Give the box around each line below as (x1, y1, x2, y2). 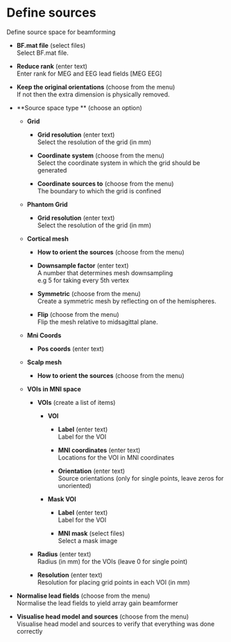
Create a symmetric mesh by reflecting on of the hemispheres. (37, 297, 216, 305)
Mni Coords (26, 331, 62, 339)
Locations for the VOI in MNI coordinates (58, 453, 175, 462)
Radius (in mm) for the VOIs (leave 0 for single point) (37, 557, 188, 566)
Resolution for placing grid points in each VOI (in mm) (37, 578, 190, 587)
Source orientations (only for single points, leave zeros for (58, 474, 224, 483)
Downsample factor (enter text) (37, 261, 129, 270)
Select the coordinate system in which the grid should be (37, 158, 200, 167)
